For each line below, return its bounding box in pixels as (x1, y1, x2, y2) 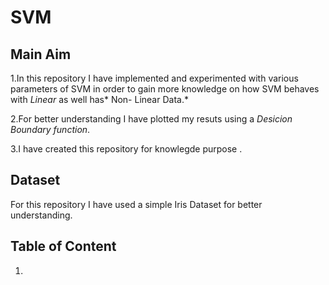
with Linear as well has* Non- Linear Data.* (10, 94, 189, 105)
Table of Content (10, 238, 117, 255)
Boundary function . (10, 124, 91, 135)
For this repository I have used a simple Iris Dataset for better (10, 198, 263, 210)
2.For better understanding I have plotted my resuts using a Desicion (10, 113, 293, 125)
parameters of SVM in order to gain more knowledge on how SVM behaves (10, 83, 320, 95)
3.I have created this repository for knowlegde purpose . (10, 143, 243, 155)
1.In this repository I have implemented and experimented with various (10, 72, 299, 84)
